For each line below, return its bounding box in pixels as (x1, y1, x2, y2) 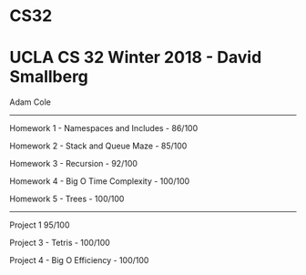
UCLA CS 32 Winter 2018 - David (9, 47, 262, 68)
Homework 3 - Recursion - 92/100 (9, 158, 138, 169)
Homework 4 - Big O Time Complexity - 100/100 (9, 176, 190, 187)
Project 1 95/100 (9, 219, 70, 230)
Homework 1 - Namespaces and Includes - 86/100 (9, 123, 199, 134)
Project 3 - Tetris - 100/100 (9, 238, 111, 249)
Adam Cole (9, 97, 52, 107)
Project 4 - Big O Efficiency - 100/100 (9, 255, 149, 266)
